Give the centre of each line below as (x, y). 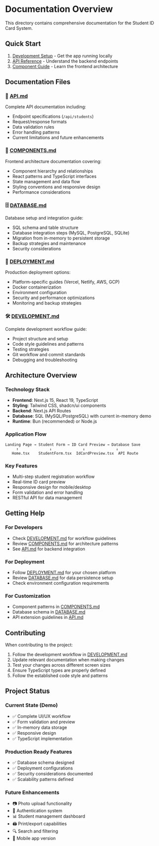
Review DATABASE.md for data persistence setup (63, 578)
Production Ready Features (39, 752)
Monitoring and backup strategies (47, 303)
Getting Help (25, 513)
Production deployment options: (38, 272)
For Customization (28, 596)
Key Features (22, 465)
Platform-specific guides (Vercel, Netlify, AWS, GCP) (66, 282)
